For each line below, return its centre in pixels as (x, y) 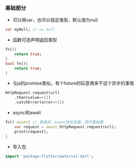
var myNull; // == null (30, 30)
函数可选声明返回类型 (35, 40)
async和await (27, 113)
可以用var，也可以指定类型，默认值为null (55, 20)
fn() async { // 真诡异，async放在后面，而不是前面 (54, 122)
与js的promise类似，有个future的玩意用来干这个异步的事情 (73, 83)
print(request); (32, 132)
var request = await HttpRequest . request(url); (65, 127)
